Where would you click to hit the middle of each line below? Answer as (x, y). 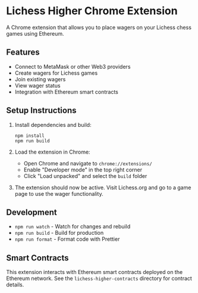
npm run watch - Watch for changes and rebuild (73, 227)
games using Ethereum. (35, 33)
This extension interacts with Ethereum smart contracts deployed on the (95, 272)
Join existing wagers (40, 79)
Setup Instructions (41, 111)
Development (32, 212)
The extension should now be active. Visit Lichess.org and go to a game (103, 187)
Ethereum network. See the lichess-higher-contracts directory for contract (99, 278)
